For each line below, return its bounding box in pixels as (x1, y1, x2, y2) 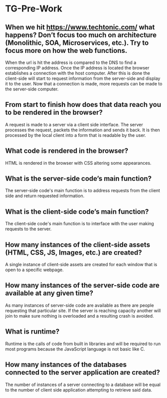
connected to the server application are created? (5, 368, 161, 377)
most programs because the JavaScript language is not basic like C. (5, 346, 146, 352)
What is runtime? (5, 328, 60, 336)
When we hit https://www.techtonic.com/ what (5, 23, 155, 31)
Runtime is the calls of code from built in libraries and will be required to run (5, 341, 161, 347)
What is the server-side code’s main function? (5, 174, 152, 183)
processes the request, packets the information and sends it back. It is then (5, 127, 161, 133)
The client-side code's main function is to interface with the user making (5, 221, 155, 227)
